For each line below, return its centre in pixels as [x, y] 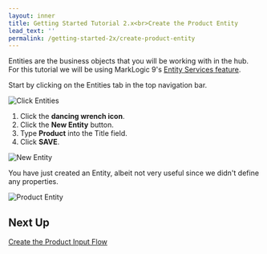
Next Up [29, 222]
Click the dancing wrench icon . [72, 117]
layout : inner [32, 16]
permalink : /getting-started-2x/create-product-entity [102, 38]
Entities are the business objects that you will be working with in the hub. [129, 61]
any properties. [33, 182]
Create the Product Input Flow [58, 242]
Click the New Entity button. [67, 125]
